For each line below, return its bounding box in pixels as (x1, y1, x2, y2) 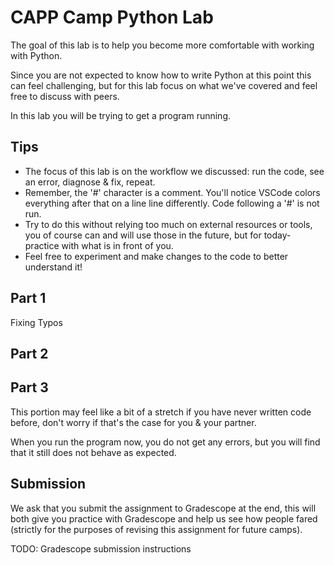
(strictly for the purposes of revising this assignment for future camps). (10, 523, 303, 535)
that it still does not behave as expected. (10, 446, 177, 458)
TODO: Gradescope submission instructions (10, 542, 192, 555)
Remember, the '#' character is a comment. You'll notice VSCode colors (24, 186, 321, 198)
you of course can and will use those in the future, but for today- (24, 229, 292, 241)
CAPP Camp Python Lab (10, 6, 214, 29)
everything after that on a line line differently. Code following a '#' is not (24, 197, 320, 209)
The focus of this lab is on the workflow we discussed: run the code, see (24, 165, 325, 177)
